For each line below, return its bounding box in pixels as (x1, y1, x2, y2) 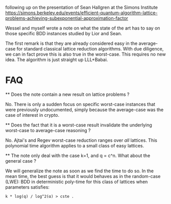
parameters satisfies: (5, 184, 50, 190)
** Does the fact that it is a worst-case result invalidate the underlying (5, 122, 152, 128)
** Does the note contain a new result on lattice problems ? (5, 91, 130, 97)
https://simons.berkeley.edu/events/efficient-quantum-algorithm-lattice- (5, 10, 158, 16)
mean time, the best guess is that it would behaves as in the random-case (5, 173, 161, 179)
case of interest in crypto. (5, 112, 60, 118)
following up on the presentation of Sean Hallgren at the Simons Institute (5, 5, 158, 10)
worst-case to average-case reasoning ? (5, 127, 91, 133)
